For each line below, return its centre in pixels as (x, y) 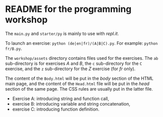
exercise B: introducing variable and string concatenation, (71, 104)
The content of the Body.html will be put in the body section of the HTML (79, 78)
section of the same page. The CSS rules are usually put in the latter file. (79, 89)
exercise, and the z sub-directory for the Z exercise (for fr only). (70, 69)
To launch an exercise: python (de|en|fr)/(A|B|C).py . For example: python (81, 43)
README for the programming (68, 9)
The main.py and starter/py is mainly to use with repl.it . (62, 33)
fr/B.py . (14, 48)
